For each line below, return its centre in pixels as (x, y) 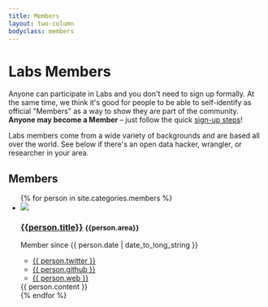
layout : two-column (41, 24)
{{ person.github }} (64, 270)
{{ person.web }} (61, 278)
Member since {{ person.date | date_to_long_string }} (109, 245)
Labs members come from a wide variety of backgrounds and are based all (134, 136)
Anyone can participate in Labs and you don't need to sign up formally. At (131, 94)
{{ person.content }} (54, 287)
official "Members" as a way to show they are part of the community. (124, 112)
